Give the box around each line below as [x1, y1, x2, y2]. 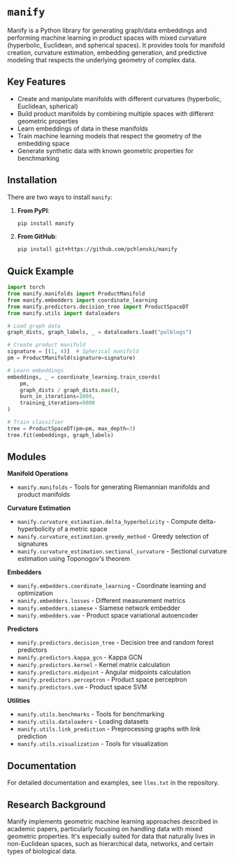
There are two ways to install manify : [7, 193, 113, 201]
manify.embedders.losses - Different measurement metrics [17, 597, 186, 605]
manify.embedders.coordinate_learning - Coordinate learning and [17, 582, 206, 590]
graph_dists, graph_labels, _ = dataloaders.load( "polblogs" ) [7, 329, 192, 336]
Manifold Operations [7, 469, 68, 478]
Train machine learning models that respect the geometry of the [17, 131, 202, 140]
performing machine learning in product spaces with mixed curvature [7, 34, 207, 42]
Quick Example [7, 265, 75, 277]
